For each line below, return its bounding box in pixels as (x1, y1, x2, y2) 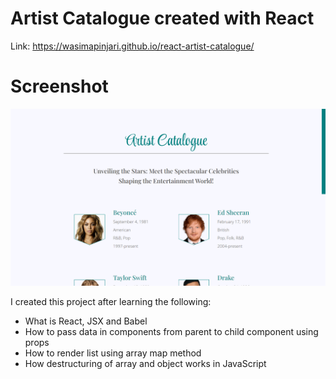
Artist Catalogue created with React (10, 7, 315, 30)
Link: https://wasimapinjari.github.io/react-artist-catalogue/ (10, 40, 255, 52)
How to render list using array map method (24, 347, 202, 359)
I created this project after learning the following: (10, 296, 212, 308)
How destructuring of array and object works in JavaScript (24, 358, 267, 370)
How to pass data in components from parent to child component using (24, 326, 319, 338)
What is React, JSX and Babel (24, 315, 148, 327)
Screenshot (10, 75, 109, 98)
